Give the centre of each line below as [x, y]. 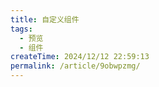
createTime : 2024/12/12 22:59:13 [80, 57]
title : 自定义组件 [45, 19]
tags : [21, 29]
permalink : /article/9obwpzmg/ [75, 66]
